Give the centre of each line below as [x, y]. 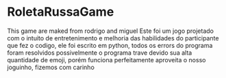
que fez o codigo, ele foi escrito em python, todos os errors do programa [110, 45]
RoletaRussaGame [61, 12]
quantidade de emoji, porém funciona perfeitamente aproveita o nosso [106, 60]
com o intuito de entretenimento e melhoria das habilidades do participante [113, 38]
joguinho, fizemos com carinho [51, 67]
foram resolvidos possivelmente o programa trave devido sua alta [100, 53]
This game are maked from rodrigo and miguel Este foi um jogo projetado [111, 31]
